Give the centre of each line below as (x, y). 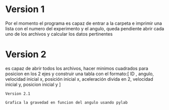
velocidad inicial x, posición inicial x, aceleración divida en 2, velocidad (79, 79)
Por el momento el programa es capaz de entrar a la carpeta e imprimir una (84, 23)
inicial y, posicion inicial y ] (33, 84)
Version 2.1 (18, 94)
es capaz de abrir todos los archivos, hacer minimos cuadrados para (77, 68)
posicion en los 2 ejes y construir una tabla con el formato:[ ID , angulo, (80, 74)
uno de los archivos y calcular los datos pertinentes (59, 34)
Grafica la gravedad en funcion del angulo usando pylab (67, 102)
